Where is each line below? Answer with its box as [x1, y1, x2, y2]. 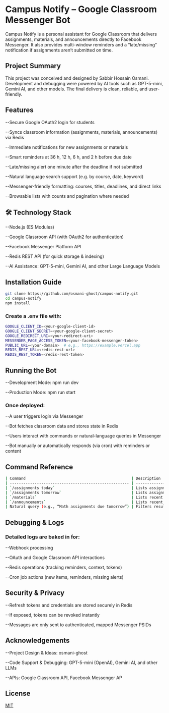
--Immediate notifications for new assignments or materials [5, 144, 128, 150]
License [5, 689, 31, 697]
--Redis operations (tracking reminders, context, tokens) [5, 564, 122, 570]
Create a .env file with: [5, 312, 62, 319]
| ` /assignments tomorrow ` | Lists [5, 490, 147, 495]
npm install [5, 300, 30, 306]
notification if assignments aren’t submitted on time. [5, 47, 113, 53]
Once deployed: [5, 402, 45, 409]
